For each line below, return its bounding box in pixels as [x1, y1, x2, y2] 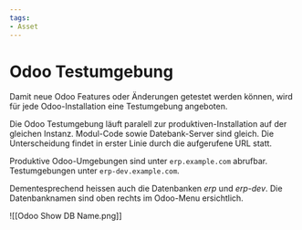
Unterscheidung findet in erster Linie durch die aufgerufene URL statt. [9, 138, 272, 149]
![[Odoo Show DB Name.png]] [9, 211, 122, 222]
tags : [9, 13, 30, 23]
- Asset [9, 22, 39, 31]
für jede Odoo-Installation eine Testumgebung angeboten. [9, 101, 228, 112]
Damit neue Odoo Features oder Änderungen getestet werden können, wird [9, 91, 294, 102]
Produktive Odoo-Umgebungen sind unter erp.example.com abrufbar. [9, 156, 268, 167]
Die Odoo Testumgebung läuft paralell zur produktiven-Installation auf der [9, 119, 287, 130]
